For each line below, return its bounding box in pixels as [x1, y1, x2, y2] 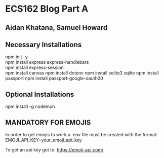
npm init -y [5, 54, 28, 60]
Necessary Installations [5, 40, 82, 49]
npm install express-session [5, 64, 64, 71]
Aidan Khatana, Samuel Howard [5, 23, 108, 32]
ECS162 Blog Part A [5, 3, 89, 15]
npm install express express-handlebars [5, 59, 89, 65]
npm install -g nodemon [5, 103, 55, 109]
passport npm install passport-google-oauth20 [5, 75, 104, 82]
